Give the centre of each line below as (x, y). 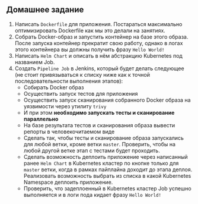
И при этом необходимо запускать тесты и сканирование (99, 112)
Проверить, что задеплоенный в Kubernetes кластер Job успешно (107, 188)
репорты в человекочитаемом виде (69, 131)
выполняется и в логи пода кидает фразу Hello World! (92, 194)
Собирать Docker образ (54, 87)
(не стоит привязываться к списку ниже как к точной (82, 74)
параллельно (41, 119)
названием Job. (35, 62)
